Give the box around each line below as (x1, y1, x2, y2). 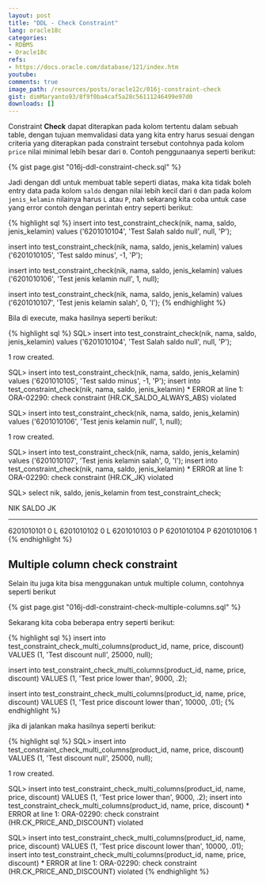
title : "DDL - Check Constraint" (8, 19, 119, 27)
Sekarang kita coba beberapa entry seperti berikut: (8, 617, 176, 627)
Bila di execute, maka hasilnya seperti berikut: (8, 314, 158, 323)
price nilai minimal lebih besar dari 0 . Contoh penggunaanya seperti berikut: (8, 147, 256, 157)
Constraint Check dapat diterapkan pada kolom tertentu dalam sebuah (8, 122, 239, 131)
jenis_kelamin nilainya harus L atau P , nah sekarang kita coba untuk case (8, 195, 247, 204)
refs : (8, 56, 26, 64)
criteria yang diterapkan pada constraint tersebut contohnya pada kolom (8, 139, 245, 148)
